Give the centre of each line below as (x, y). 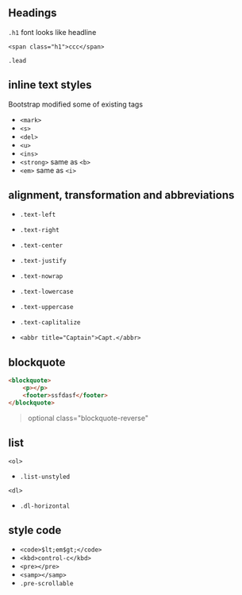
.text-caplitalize (50, 323)
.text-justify (43, 261)
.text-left (38, 215)
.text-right (39, 230)
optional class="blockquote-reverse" (88, 418)
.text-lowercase (46, 292)
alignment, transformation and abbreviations (121, 195)
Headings (33, 13)
